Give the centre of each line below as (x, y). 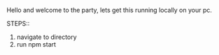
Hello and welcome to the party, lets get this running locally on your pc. (109, 10)
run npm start (36, 44)
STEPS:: (18, 23)
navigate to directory (47, 37)
